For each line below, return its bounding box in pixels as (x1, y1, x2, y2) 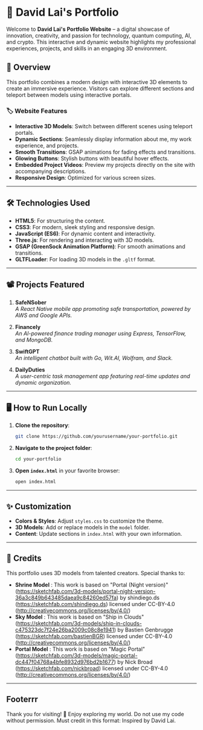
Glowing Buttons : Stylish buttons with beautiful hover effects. (14, 155, 169, 162)
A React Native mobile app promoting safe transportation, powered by (14, 305, 191, 312)
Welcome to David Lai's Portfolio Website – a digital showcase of (6, 25, 170, 33)
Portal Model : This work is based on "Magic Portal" (14, 645, 146, 653)
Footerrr (6, 694, 38, 705)
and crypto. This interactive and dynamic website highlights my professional (6, 38, 196, 45)
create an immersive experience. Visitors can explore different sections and (6, 85, 195, 92)
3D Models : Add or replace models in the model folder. (14, 523, 150, 531)
